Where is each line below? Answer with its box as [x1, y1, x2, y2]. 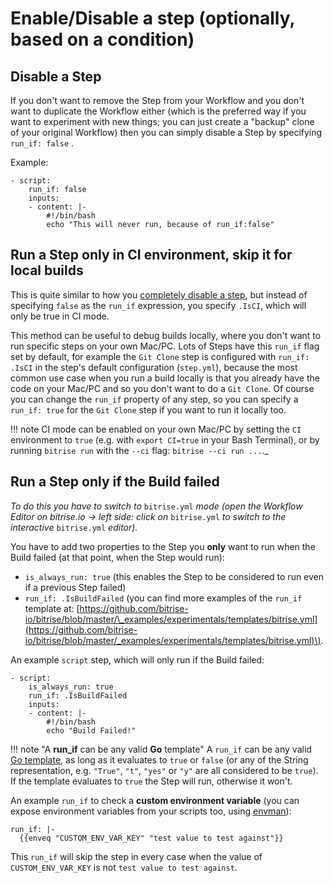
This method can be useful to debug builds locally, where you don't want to [10, 329, 322, 341]
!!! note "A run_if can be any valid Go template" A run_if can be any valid [10, 743, 312, 755]
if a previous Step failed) [24, 581, 127, 593]
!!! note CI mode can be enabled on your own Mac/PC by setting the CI [10, 423, 302, 435]
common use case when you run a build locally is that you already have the [10, 372, 320, 384]
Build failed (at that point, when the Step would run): [10, 551, 225, 563]
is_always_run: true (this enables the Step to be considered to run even [24, 570, 325, 582]
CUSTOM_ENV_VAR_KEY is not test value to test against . [10, 861, 238, 873]
